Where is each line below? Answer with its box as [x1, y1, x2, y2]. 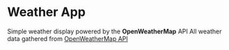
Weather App [7, 4, 86, 20]
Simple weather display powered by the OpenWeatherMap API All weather [7, 27, 222, 35]
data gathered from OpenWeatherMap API [7, 34, 129, 42]
